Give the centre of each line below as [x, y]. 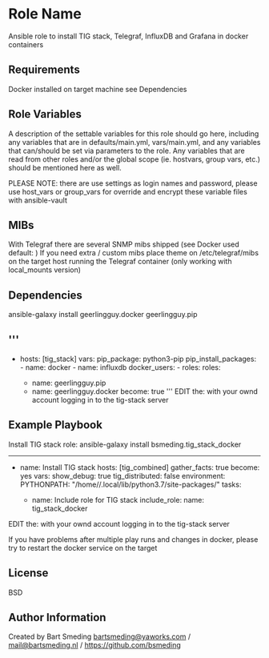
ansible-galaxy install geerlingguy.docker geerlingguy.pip [103, 315]
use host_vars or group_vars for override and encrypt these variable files [128, 191]
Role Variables [45, 114]
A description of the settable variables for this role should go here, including [134, 134]
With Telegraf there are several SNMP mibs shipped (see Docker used [124, 244]
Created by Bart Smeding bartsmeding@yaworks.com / [99, 636]
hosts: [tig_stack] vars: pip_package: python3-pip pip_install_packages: [138, 359]
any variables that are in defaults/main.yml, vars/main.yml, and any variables [134, 142]
